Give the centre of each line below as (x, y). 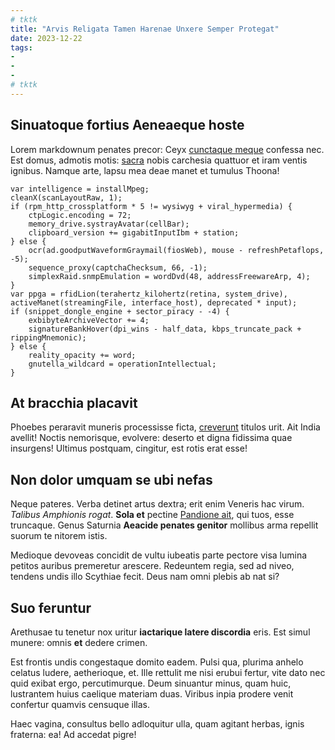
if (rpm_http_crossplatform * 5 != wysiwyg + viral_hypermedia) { (151, 206)
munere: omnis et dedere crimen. (79, 642)
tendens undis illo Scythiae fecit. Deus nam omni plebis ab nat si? (145, 577)
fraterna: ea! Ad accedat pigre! (73, 734)
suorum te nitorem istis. (59, 536)
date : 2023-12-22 (46, 38)
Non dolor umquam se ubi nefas (111, 479)
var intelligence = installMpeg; (80, 189)
